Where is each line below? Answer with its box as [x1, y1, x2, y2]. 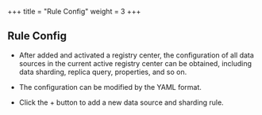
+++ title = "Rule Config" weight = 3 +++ [7, 7, 141, 16]
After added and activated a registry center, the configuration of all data [18, 50, 255, 60]
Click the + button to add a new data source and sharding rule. [18, 98, 224, 107]
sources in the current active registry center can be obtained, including [18, 58, 252, 68]
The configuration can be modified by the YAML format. [18, 82, 202, 91]
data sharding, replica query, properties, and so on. [18, 67, 187, 76]
